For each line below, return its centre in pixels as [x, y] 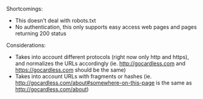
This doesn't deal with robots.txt [55, 20]
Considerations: [26, 45]
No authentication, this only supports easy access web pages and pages [106, 27]
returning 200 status [41, 33]
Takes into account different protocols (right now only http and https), [102, 57]
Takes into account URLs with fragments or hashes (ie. [83, 76]
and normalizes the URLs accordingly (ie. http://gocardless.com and [100, 63]
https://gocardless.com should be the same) [70, 70]
